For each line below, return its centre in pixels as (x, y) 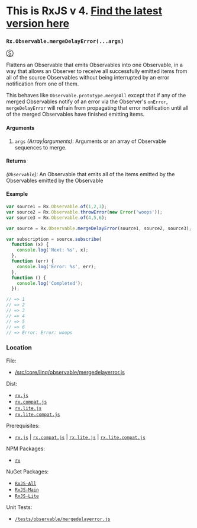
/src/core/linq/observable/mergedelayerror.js (70, 372)
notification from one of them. (43, 84)
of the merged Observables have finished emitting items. (75, 114)
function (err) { (33, 261)
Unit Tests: (19, 507)
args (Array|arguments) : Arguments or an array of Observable (91, 141)
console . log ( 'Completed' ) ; (50, 283)
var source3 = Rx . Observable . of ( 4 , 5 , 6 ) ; (57, 218)
